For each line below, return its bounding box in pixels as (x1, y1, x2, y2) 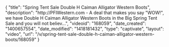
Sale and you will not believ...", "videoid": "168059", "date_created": (5, 20, 146, 26)
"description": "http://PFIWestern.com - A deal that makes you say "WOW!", (5, 10, 164, 16)
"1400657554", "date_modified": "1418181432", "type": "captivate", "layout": (5, 26, 164, 32)
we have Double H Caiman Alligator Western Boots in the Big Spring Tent (5, 15, 157, 21)
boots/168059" (5, 36, 37, 42)
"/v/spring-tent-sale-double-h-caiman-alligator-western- (35, 31, 155, 37)
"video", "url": (5, 31, 35, 37)
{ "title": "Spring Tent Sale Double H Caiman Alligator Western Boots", (5, 5, 151, 10)
